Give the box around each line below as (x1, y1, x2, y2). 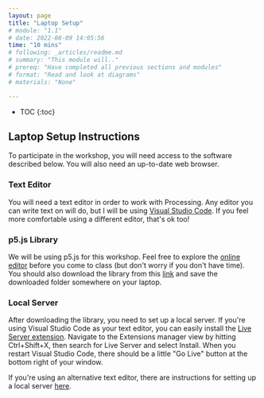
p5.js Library (8, 234, 58, 245)
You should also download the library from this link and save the (8, 269, 219, 278)
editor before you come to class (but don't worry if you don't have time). (8, 260, 245, 270)
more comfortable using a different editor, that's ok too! (8, 214, 190, 223)
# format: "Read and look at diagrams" (8, 71, 141, 79)
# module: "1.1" (8, 26, 62, 34)
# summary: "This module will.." (8, 56, 119, 64)
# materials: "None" (8, 78, 77, 86)
